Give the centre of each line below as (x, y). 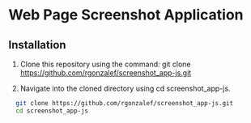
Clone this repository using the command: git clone (105, 64)
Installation (37, 45)
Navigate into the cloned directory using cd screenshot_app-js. (125, 88)
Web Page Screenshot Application (126, 15)
